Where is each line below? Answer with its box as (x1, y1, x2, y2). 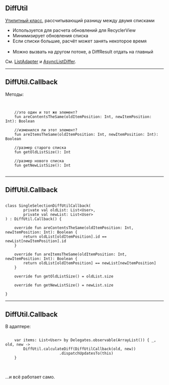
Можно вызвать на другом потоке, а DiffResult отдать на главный (12, 48, 153, 54)
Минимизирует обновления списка (12, 32, 89, 38)
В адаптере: (5, 323, 31, 329)
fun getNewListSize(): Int (14, 162, 71, 168)
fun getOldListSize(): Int (14, 149, 71, 154)
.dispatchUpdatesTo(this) (59, 351, 114, 356)
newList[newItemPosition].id (5, 239, 66, 244)
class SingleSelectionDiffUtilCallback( (5, 203, 92, 208)
